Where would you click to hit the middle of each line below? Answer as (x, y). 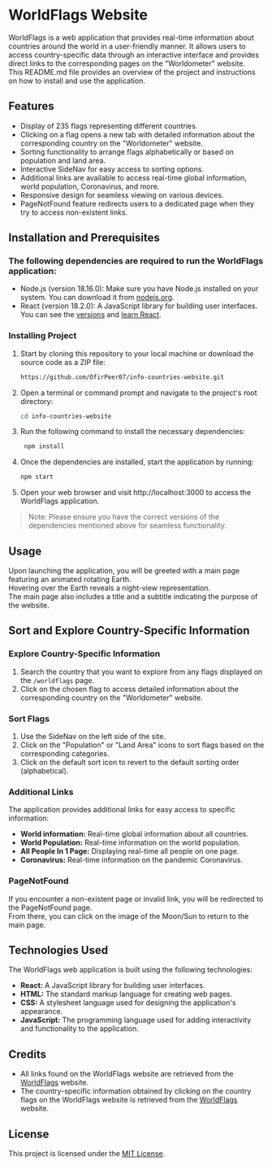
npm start (37, 477)
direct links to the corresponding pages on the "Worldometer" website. (127, 63)
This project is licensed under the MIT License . (87, 1154)
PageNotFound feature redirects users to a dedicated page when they (137, 203)
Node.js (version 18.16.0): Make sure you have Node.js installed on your (139, 289)
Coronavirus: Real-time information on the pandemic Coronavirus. (132, 860)
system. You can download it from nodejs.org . (97, 298)
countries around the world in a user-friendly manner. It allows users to (127, 46)
